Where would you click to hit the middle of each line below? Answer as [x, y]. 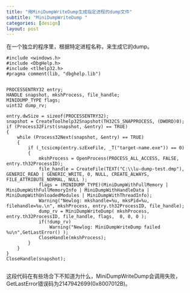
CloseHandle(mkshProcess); [72, 238]
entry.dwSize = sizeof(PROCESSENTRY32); [58, 116]
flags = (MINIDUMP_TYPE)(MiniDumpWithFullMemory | [103, 185]
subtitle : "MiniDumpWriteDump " [47, 18]
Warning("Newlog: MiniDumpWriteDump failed [105, 227]
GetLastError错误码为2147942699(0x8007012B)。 [68, 284]
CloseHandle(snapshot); [36, 259]
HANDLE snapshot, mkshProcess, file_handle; [63, 95]
